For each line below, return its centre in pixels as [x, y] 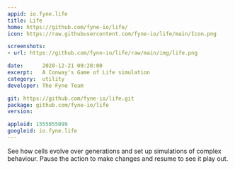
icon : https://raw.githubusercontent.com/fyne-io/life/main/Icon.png [112, 34]
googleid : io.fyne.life [42, 131]
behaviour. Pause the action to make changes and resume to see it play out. [118, 158]
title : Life [25, 21]
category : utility [36, 79]
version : [20, 112]
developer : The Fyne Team [45, 86]
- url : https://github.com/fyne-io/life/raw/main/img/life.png [103, 53]
